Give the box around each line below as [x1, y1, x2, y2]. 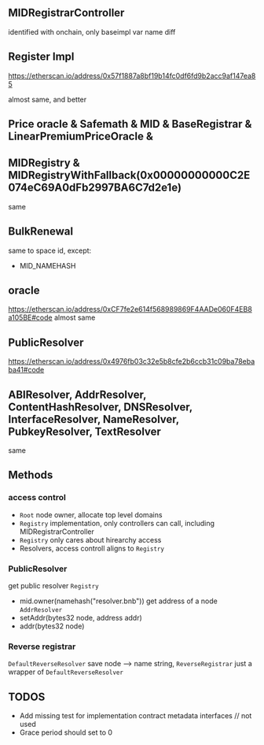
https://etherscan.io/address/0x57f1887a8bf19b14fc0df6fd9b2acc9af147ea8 [8, 71, 256, 80]
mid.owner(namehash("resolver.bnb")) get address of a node [19, 596, 218, 606]
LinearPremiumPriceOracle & [8, 130, 153, 143]
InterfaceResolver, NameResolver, [8, 413, 179, 426]
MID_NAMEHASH [19, 261, 76, 270]
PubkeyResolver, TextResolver [8, 424, 161, 438]
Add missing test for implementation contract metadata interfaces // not [19, 711, 252, 721]
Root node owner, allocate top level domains [19, 510, 163, 519]
